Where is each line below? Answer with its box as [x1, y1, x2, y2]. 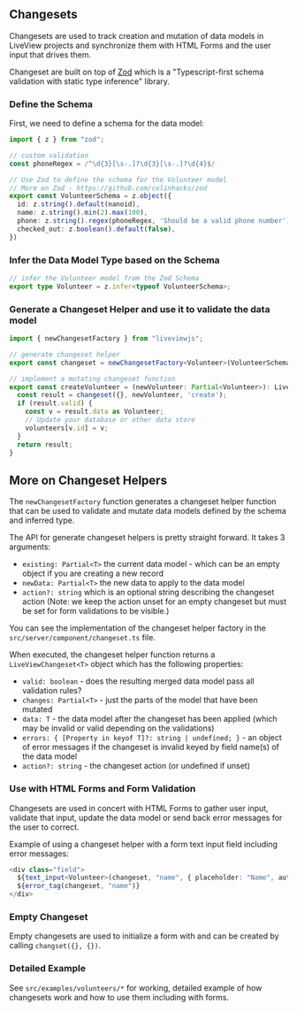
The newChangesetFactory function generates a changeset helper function [9, 496, 277, 507]
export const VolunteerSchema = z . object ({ [9, 192, 172, 201]
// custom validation [9, 150, 89, 160]
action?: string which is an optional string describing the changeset [21, 587, 275, 598]
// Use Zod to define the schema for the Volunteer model [9, 175, 227, 184]
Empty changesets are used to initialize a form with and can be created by [9, 931, 280, 941]
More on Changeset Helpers [9, 472, 168, 487]
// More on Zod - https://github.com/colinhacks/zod [9, 183, 208, 193]
